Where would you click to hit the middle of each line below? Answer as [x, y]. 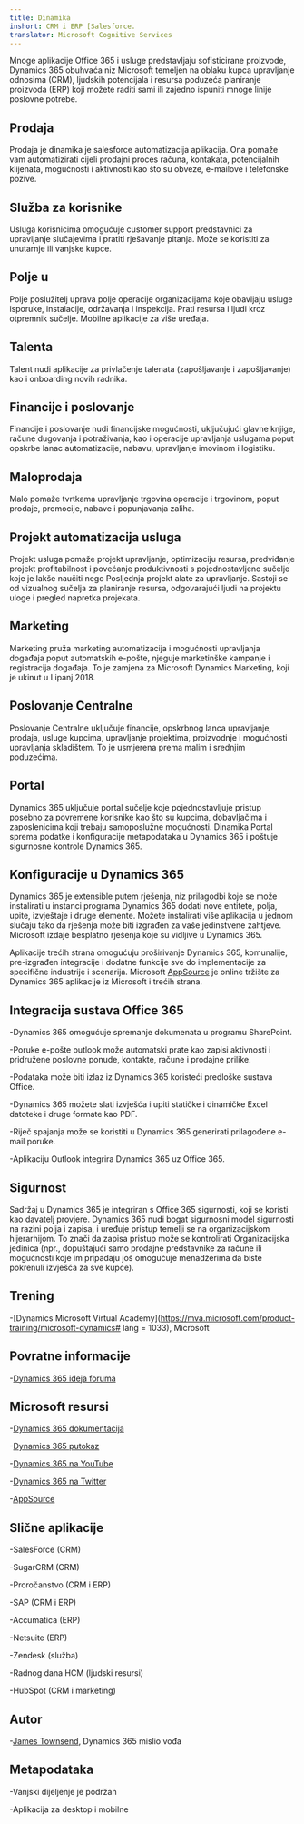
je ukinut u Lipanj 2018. [53, 677]
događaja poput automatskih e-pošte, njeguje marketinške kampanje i [140, 658]
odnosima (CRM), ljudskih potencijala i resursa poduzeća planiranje [135, 80]
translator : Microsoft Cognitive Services [91, 35]
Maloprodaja [46, 477]
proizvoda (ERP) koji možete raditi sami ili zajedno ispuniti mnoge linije [141, 90]
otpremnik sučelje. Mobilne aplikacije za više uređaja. [109, 318]
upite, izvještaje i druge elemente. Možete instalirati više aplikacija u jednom [151, 916]
